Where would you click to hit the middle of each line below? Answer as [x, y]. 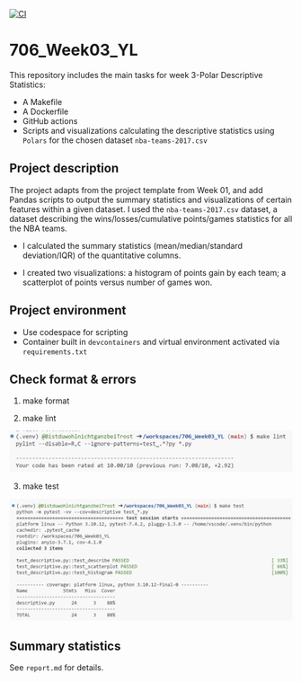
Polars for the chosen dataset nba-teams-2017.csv [115, 140]
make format [46, 401]
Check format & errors [73, 379]
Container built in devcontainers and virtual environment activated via [151, 341]
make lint [39, 419]
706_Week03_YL [74, 50]
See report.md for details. [57, 668]
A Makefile [42, 102]
